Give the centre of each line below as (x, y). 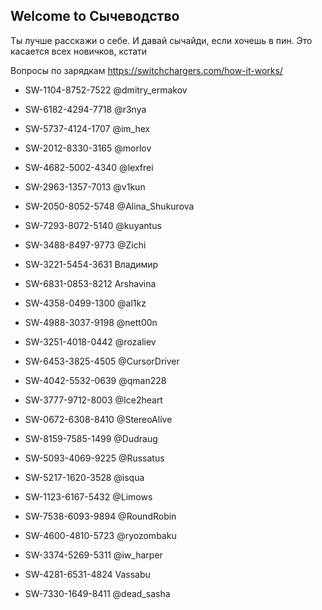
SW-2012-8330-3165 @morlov (88, 148)
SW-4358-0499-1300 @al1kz (85, 303)
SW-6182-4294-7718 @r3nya (85, 109)
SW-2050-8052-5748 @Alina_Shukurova (109, 206)
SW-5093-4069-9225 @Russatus (94, 458)
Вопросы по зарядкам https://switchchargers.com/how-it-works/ (146, 70)
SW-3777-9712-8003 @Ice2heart (93, 400)
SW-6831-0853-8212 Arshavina (90, 283)
